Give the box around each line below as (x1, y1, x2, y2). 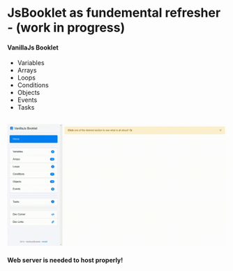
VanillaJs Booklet (7, 43, 59, 52)
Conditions (17, 81, 49, 89)
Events (17, 96, 38, 104)
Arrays (17, 66, 37, 75)
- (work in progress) (7, 20, 126, 36)
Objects (17, 89, 40, 97)
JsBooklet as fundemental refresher (7, 5, 221, 21)
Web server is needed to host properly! (7, 256, 123, 265)
